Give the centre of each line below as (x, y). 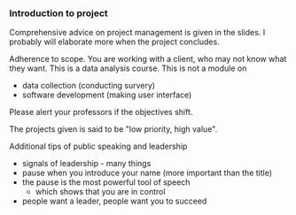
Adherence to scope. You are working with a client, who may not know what (148, 59)
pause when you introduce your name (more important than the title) (147, 173)
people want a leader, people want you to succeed (114, 201)
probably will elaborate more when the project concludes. (114, 42)
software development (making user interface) (107, 95)
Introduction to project (58, 13)
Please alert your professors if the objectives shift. (101, 112)
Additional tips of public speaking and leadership (98, 146)
